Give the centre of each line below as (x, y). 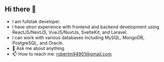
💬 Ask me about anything (38, 48)
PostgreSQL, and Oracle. (38, 43)
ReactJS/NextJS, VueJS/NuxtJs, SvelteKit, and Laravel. (70, 32)
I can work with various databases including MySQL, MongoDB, (78, 37)
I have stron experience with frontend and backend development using (86, 27)
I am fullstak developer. (36, 21)
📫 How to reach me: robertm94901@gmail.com (62, 54)
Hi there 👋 (20, 9)
